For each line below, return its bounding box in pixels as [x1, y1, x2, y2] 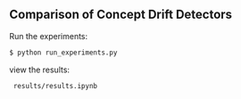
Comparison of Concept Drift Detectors [9, 7, 233, 22]
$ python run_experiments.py [9, 48, 118, 57]
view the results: [9, 64, 70, 75]
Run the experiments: [9, 30, 88, 41]
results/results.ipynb [12, 81, 98, 90]
